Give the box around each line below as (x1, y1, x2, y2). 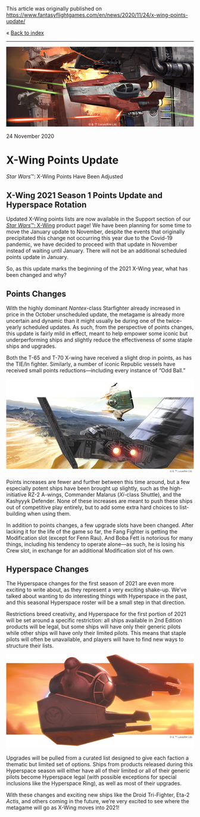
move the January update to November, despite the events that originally (6, 228, 185, 235)
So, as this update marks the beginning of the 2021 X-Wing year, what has (6, 265, 188, 272)
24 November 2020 (6, 132, 55, 140)
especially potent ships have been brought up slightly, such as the (6, 485, 168, 492)
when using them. (27, 510, 71, 517)
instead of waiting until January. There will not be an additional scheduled (6, 247, 187, 254)
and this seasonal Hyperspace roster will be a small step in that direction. (6, 599, 186, 606)
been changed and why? (6, 272, 67, 279)
